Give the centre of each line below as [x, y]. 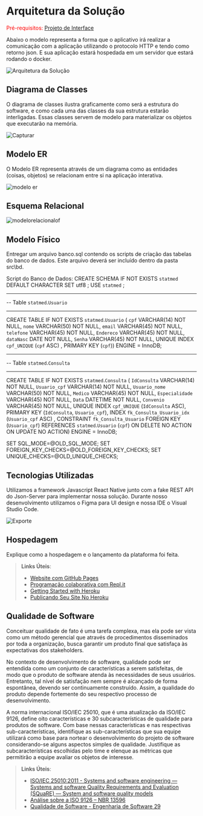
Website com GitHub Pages [64, 578]
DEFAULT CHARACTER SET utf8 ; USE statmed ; [66, 285]
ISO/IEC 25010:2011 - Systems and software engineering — [104, 780]
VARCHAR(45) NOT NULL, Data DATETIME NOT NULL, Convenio [85, 400]
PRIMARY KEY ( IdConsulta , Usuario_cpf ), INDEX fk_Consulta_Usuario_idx [98, 413]
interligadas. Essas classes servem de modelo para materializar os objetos [99, 117]
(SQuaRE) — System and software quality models [92, 793]
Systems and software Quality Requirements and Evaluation [105, 787]
